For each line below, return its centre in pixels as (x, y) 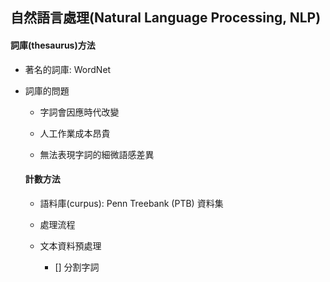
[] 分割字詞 (77, 267)
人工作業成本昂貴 (75, 133)
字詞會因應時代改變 (79, 112)
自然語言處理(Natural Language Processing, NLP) (166, 18)
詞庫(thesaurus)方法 (53, 45)
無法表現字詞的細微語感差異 (97, 154)
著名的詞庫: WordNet (68, 69)
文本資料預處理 (70, 245)
